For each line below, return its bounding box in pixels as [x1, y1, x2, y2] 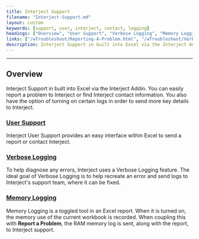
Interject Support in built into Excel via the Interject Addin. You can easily [6, 85, 184, 92]
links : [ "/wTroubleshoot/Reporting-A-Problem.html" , [6, 36, 139, 42]
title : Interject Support [6, 8, 70, 15]
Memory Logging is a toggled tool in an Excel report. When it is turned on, [6, 207, 187, 214]
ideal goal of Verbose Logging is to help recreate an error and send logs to [6, 173, 188, 180]
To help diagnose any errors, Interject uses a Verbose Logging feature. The [6, 166, 190, 173]
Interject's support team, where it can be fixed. [6, 179, 121, 186]
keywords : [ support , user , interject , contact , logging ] [6, 25, 150, 31]
